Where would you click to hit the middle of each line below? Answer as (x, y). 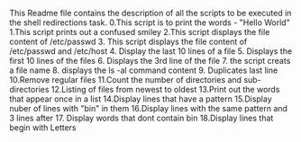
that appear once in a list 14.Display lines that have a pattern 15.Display (141, 99)
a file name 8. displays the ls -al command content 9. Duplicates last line (144, 70)
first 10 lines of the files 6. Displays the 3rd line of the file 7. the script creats (150, 61)
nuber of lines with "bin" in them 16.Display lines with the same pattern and (149, 108)
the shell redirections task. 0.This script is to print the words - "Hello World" (150, 22)
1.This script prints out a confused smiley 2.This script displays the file (140, 32)
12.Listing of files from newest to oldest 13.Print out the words (165, 89)
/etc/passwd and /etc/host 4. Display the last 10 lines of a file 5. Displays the (151, 51)
